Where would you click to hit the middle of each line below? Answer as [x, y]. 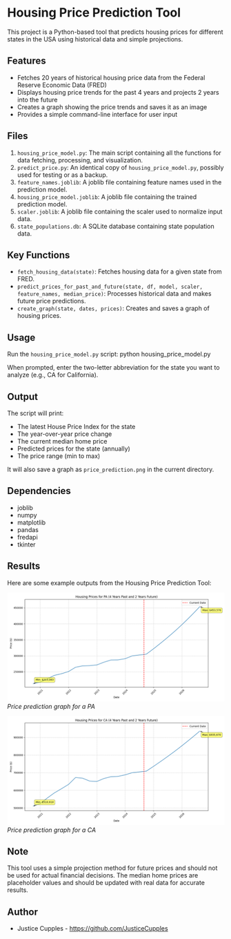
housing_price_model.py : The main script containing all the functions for [119, 153]
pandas [28, 529]
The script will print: [36, 413]
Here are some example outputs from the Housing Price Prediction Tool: [109, 582]
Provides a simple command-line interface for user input [97, 114]
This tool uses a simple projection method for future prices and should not [112, 868]
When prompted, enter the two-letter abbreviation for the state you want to [113, 368]
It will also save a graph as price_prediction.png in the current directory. [111, 469]
